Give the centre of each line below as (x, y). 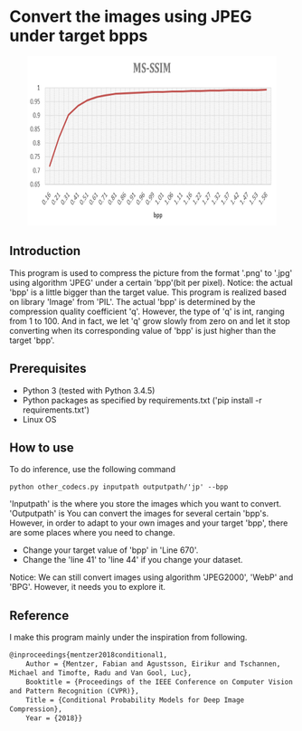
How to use (42, 447)
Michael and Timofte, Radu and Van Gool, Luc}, (101, 673)
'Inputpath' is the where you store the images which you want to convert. (146, 504)
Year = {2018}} (54, 718)
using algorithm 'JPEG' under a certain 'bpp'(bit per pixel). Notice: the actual (151, 282)
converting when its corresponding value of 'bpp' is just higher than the (143, 330)
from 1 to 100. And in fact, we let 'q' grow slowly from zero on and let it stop (150, 321)
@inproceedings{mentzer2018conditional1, (89, 655)
